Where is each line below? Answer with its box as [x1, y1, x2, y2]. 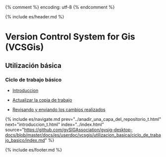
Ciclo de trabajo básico [5, 76, 62, 83]
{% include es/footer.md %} [5, 147, 62, 153]
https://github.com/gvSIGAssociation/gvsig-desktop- [24, 126, 133, 133]
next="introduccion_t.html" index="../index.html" [5, 121, 104, 127]
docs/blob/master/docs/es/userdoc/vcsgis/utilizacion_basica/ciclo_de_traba [5, 132, 161, 138]
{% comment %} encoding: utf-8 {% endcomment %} [5, 4, 115, 10]
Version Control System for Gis [5, 31, 135, 43]
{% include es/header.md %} [5, 14, 64, 19]
